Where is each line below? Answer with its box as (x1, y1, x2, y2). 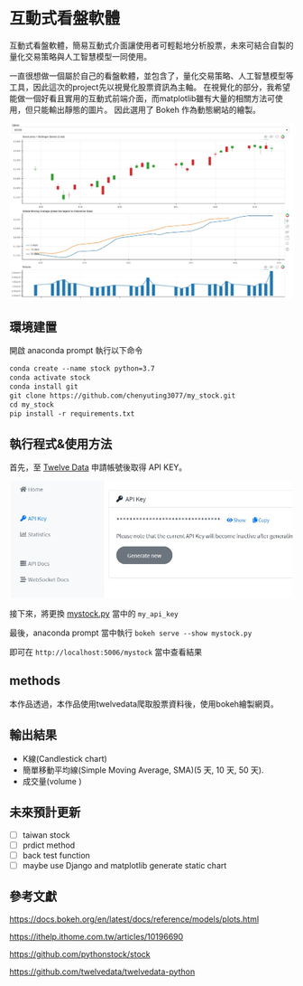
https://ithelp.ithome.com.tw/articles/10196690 (9, 931, 184, 942)
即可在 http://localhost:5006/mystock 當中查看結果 (9, 647, 203, 658)
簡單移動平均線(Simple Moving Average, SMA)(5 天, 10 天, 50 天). (22, 765, 264, 775)
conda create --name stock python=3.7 (9, 364, 155, 373)
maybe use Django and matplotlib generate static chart (22, 859, 227, 870)
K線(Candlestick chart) (22, 753, 108, 764)
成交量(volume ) (22, 775, 83, 786)
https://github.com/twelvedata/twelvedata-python (9, 966, 196, 977)
